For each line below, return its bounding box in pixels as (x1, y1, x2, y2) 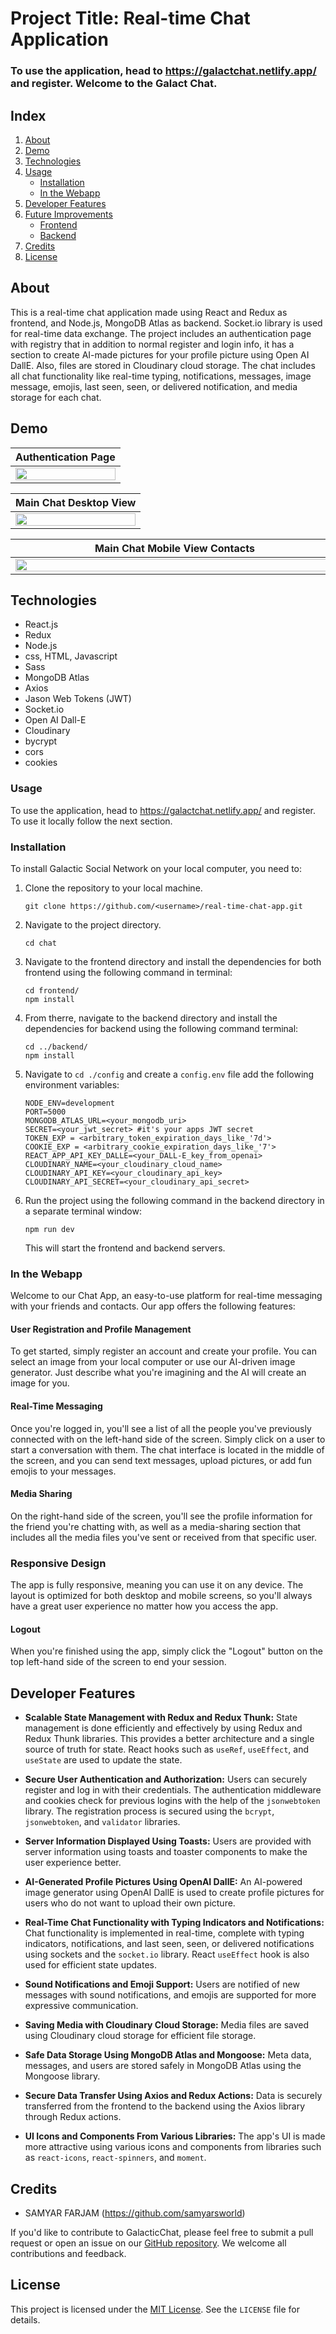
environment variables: (24, 1078, 120, 1091)
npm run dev (24, 1224, 75, 1234)
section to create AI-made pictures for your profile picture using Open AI (10, 348, 310, 361)
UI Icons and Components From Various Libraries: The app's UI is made (24, 2130, 326, 2142)
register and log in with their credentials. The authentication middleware (24, 1784, 322, 1796)
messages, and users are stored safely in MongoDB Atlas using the (24, 2060, 302, 2072)
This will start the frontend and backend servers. (24, 1242, 226, 1254)
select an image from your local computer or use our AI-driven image (10, 1356, 296, 1368)
